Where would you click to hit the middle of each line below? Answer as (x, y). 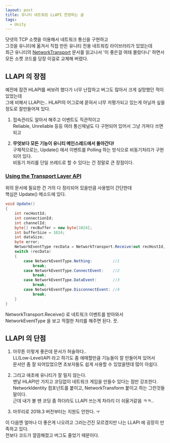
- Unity (18, 24)
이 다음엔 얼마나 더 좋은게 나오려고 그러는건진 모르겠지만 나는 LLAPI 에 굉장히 (82, 423)
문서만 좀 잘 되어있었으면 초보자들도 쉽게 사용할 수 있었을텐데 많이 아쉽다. (86, 364)
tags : (11, 19)
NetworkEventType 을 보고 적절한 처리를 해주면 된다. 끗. (62, 321)
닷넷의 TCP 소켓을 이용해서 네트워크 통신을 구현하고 (57, 39)
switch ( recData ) (33, 252)
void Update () (20, 204)
